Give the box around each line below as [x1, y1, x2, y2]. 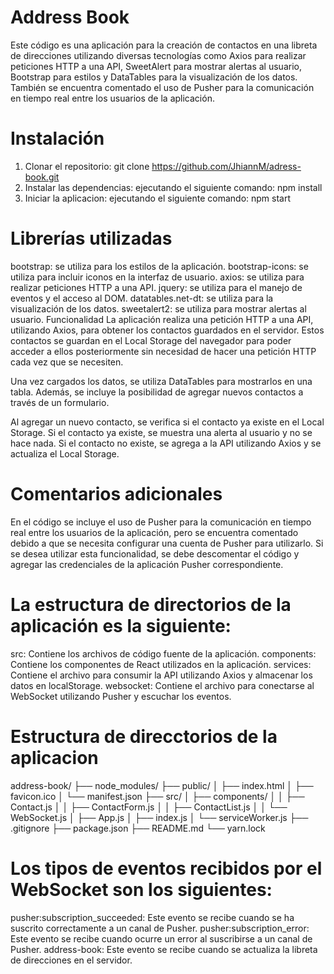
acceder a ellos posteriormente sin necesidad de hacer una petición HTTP [10, 345, 317, 357]
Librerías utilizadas [10, 227, 173, 250]
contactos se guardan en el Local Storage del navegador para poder [10, 334, 292, 346]
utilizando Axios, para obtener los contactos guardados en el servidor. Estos [10, 324, 325, 336]
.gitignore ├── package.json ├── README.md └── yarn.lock [10, 822, 266, 834]
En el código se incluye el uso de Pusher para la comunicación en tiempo [10, 516, 312, 528]
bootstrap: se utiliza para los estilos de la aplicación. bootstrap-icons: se [10, 260, 309, 272]
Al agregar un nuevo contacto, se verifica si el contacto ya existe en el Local [10, 416, 325, 428]
